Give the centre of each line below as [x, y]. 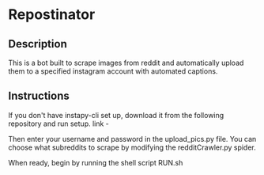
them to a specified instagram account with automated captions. [113, 71]
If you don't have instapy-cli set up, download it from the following [116, 115]
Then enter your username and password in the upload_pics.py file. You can [132, 139]
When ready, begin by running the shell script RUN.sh [96, 162]
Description [38, 44]
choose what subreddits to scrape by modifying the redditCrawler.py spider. [132, 147]
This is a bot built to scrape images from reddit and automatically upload [126, 63]
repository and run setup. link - [58, 124]
